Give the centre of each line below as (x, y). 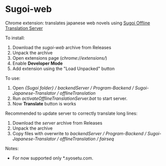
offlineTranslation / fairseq (87, 139)
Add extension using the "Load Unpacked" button (64, 69)
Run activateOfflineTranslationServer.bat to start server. (70, 98)
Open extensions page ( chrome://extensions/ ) (60, 58)
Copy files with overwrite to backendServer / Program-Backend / (79, 133)
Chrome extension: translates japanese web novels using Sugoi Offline (78, 23)
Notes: (12, 148)
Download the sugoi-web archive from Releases (62, 47)
